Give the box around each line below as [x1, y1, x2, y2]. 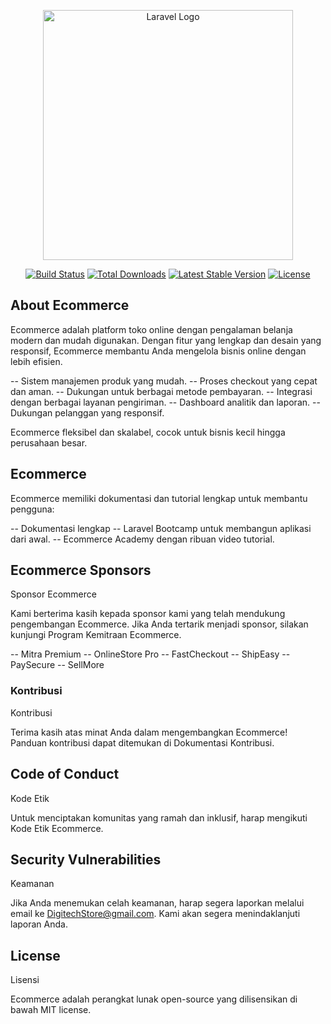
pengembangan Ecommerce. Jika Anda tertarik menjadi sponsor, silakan [10, 618, 309, 630]
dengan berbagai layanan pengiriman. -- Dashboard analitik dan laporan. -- [10, 396, 321, 408]
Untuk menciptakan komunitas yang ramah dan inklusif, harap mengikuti [10, 811, 308, 824]
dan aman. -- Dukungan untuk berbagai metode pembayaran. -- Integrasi [10, 385, 313, 397]
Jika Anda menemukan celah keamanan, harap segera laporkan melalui [10, 897, 305, 909]
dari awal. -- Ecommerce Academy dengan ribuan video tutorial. [10, 533, 275, 545]
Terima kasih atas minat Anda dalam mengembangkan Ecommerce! [10, 726, 288, 738]
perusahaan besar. [10, 436, 88, 449]
